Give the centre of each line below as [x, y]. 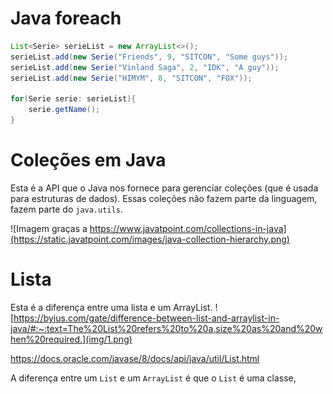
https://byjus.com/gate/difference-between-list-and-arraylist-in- [146, 318]
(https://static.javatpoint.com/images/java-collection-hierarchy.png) [150, 239]
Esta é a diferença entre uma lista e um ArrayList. [111, 307]
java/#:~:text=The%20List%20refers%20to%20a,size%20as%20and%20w [166, 328]
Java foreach [66, 18]
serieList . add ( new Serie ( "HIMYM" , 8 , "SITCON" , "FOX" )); [131, 78]
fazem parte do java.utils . [66, 209]
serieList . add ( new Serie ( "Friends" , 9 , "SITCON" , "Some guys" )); [149, 57]
